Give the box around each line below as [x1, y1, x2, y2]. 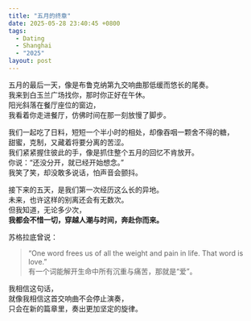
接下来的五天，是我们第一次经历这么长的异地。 [8, 185, 163, 194]
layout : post [8, 57, 52, 65]
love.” [27, 256, 47, 266]
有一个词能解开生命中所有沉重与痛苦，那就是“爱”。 [27, 266, 197, 276]
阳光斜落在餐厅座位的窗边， [8, 100, 101, 110]
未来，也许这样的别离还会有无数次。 [8, 194, 129, 204]
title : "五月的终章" [8, 11, 71, 20]
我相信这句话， [8, 283, 58, 293]
